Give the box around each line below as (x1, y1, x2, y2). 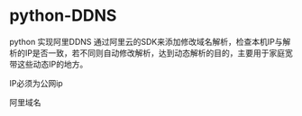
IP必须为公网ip (9, 77, 63, 88)
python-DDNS (9, 5, 117, 26)
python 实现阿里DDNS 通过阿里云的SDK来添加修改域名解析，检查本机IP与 (9, 36, 283, 47)
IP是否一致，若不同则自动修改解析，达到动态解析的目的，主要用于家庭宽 (24, 47, 293, 58)
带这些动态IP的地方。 (9, 58, 88, 69)
